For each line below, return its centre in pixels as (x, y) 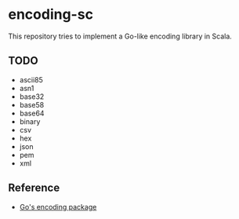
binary (30, 121)
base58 (32, 104)
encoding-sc (51, 15)
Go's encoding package (58, 206)
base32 (32, 97)
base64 (32, 113)
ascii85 (31, 79)
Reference (34, 188)
